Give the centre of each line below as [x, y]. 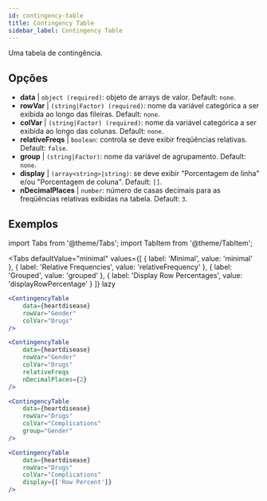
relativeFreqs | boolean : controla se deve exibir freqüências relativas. [133, 139]
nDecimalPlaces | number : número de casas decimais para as [120, 190]
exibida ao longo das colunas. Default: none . [92, 131]
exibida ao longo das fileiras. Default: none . [90, 114]
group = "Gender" [48, 431]
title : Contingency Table [51, 23]
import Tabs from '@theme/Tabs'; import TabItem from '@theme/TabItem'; [131, 243]
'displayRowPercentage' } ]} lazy [62, 284]
